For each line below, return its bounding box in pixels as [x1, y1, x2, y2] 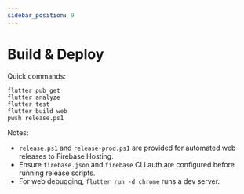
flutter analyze [7, 93, 60, 101]
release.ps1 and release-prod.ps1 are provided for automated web [18, 143, 236, 152]
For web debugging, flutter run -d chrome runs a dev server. [18, 176, 220, 185]
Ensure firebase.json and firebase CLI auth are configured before [18, 159, 235, 169]
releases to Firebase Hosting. [18, 151, 115, 161]
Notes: [7, 127, 29, 137]
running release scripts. [18, 168, 96, 178]
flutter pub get [7, 86, 60, 94]
